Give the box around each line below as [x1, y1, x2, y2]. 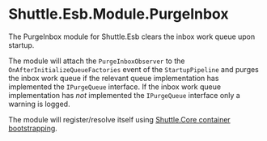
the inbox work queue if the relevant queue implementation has [8, 73, 219, 83]
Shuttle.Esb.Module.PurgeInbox [8, 5, 229, 23]
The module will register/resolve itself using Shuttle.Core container [8, 114, 231, 124]
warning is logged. [8, 99, 70, 109]
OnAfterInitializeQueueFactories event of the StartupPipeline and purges [8, 64, 259, 74]
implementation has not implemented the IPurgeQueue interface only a [8, 90, 240, 100]
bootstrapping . [8, 123, 58, 133]
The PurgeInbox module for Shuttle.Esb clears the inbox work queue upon [8, 32, 256, 41]
